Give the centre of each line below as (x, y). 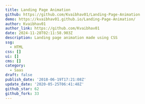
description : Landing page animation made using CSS (61, 38)
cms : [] (13, 61)
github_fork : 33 (22, 93)
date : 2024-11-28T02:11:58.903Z (39, 33)
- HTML (17, 47)
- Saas (17, 70)
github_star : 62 (22, 89)
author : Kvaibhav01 (26, 24)
